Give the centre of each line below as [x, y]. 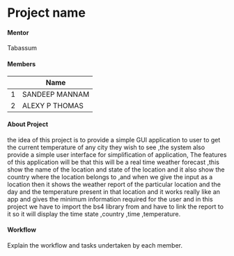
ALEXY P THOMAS [53, 105]
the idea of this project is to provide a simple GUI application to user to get [114, 140]
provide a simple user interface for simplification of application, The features [117, 154]
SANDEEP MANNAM [56, 94]
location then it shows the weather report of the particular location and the [114, 184]
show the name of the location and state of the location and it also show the [116, 170]
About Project [28, 124]
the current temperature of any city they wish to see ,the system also [106, 147]
